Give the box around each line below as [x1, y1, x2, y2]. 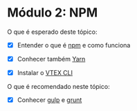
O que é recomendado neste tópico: [7, 83, 110, 91]
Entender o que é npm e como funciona [17, 41, 131, 49]
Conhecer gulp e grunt [17, 96, 82, 104]
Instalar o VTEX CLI [17, 69, 73, 77]
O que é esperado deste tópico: [7, 28, 98, 36]
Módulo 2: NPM [7, 5, 98, 21]
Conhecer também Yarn [17, 55, 86, 63]
